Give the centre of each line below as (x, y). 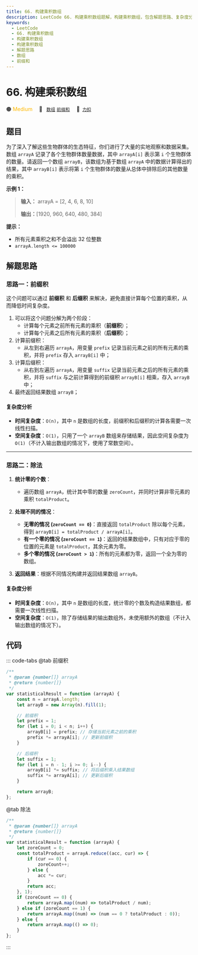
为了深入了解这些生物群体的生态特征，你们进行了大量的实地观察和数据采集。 (99, 147)
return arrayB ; (35, 792)
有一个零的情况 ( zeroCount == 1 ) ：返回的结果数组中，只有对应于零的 (106, 539)
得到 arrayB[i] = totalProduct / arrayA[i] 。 (80, 532)
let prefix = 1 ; (37, 721)
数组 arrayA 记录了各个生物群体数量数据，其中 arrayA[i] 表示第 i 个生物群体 (99, 154)
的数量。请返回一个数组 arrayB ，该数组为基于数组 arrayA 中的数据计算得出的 (99, 162)
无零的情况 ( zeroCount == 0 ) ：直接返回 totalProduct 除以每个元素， (106, 524)
